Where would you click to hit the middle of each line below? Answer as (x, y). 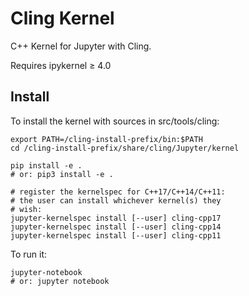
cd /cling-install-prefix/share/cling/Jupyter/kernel (125, 148)
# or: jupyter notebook (60, 281)
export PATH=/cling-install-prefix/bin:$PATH (106, 139)
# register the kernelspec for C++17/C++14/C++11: (118, 192)
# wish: (26, 209)
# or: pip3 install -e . (62, 174)
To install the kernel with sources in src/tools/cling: (115, 121)
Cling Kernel (62, 18)
